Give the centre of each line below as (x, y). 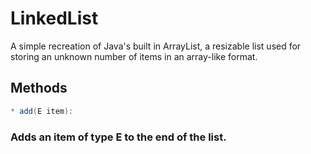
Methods (39, 88)
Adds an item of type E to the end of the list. (118, 137)
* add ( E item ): (42, 111)
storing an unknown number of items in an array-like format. (134, 56)
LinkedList (54, 18)
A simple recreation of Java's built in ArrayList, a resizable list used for (156, 46)
